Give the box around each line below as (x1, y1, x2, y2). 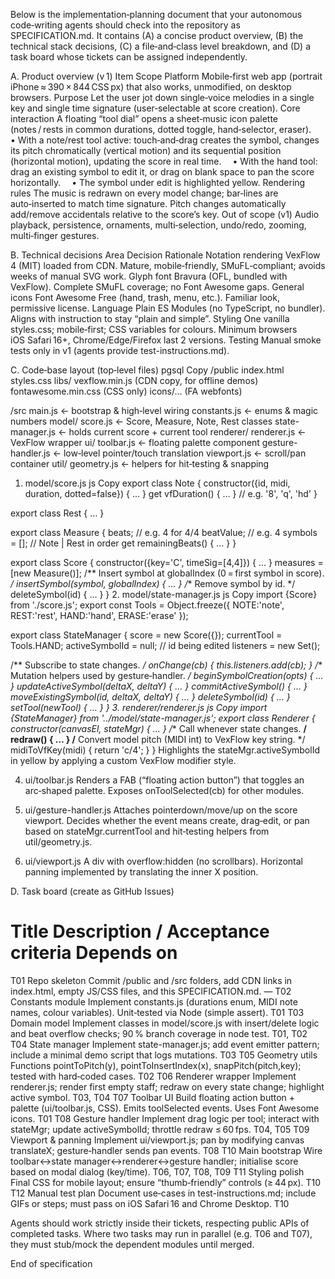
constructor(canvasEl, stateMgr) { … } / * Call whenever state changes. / (10, 723, 307, 734)
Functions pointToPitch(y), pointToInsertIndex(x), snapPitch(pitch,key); (10, 1059, 302, 1071)
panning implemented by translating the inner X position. (24, 866, 259, 878)
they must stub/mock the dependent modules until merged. (10, 1238, 255, 1250)
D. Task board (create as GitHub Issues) (10, 885, 175, 897)
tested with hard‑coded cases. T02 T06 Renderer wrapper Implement (10, 1070, 297, 1082)
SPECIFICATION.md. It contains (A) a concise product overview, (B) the (10, 30, 304, 41)
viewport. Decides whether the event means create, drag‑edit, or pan (24, 815, 310, 826)
